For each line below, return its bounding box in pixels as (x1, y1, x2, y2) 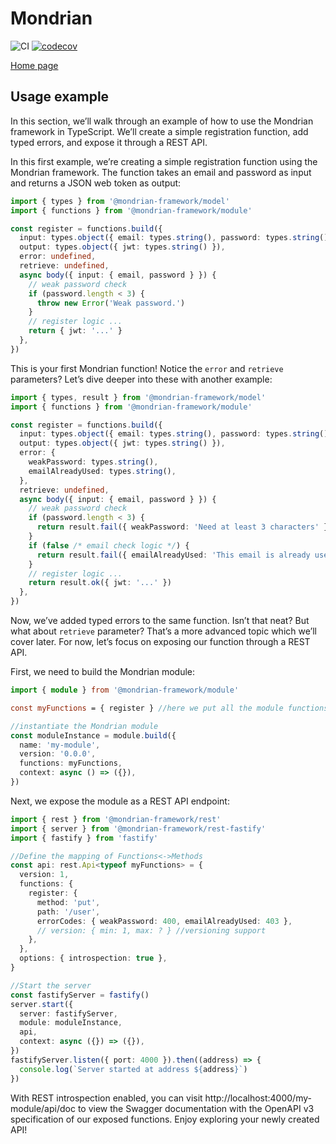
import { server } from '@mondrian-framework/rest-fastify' (10, 823, 267, 834)
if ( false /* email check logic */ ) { (28, 540, 190, 551)
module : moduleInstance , (19, 1018, 123, 1028)
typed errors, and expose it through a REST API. (10, 136, 208, 148)
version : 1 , (19, 870, 70, 880)
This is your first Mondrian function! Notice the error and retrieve (10, 362, 284, 374)
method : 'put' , (36, 897, 101, 907)
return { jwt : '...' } (28, 326, 123, 336)
